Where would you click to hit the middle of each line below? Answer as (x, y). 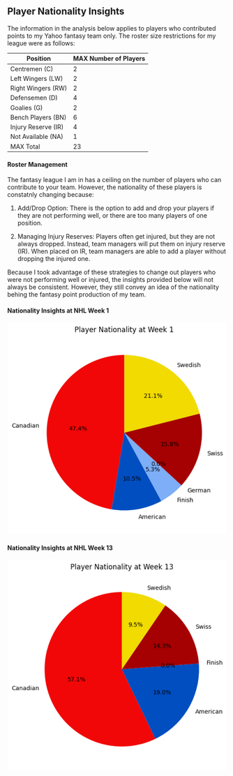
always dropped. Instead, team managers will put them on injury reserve (121, 244)
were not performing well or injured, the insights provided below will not (111, 280)
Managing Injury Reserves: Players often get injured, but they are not (116, 237)
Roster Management (37, 164)
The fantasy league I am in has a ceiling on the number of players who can (114, 180)
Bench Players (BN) (38, 117)
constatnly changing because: (51, 195)
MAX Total (25, 147)
